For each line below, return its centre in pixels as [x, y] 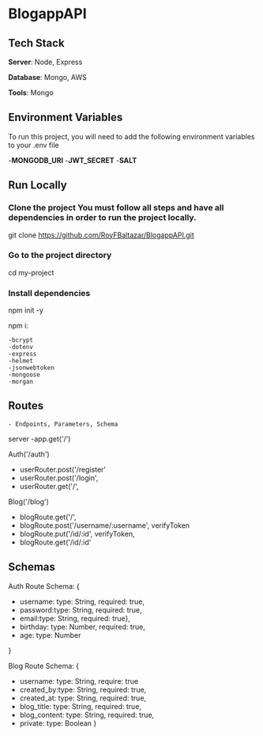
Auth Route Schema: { [44, 586]
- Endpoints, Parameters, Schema [63, 424]
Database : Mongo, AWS [47, 77]
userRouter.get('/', [49, 486]
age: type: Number [50, 635]
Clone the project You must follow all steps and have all [116, 208]
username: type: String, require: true [79, 681]
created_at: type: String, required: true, [83, 698]
